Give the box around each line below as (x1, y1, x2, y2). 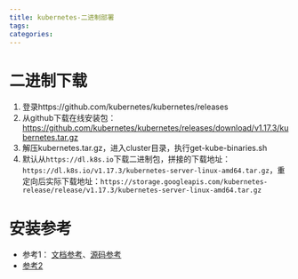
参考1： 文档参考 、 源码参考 (21, 250, 122, 260)
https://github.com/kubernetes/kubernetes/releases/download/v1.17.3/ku (21, 123, 289, 133)
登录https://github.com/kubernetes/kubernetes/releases (21, 101, 229, 112)
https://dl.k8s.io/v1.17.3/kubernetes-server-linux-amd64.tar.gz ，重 (21, 165, 286, 176)
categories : (9, 29, 53, 38)
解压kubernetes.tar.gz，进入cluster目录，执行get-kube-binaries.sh (21, 143, 268, 154)
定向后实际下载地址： (21, 176, 101, 187)
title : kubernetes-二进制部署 (9, 12, 115, 22)
